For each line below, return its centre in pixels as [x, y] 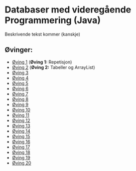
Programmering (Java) [53, 20]
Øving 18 [21, 152]
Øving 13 [21, 125]
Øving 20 [21, 163]
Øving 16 [21, 141]
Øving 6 [20, 88]
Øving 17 [21, 147]
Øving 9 [20, 104]
